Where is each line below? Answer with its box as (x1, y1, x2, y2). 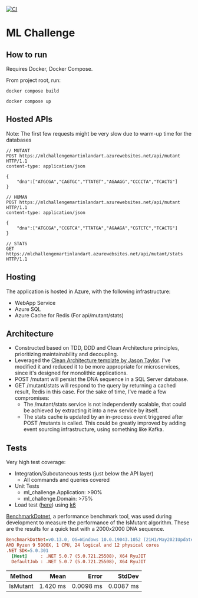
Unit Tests (14, 482, 39, 489)
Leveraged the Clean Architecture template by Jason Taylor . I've (14, 357, 171, 364)
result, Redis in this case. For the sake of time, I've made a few (14, 388, 167, 395)
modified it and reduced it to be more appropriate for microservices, (14, 363, 180, 370)
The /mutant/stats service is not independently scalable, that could (23, 401, 186, 408)
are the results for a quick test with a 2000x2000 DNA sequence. (6, 525, 165, 533)
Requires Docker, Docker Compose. (6, 65, 93, 72)
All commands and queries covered (23, 477, 110, 484)
